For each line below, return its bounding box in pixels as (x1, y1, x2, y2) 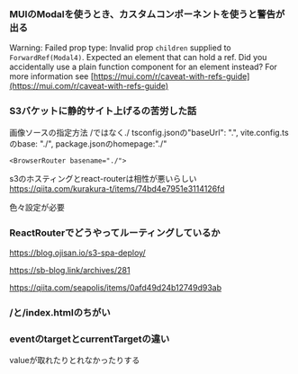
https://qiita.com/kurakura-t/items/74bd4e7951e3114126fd (9, 183, 225, 194)
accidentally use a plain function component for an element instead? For (9, 61, 277, 73)
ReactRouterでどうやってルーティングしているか (9, 227, 221, 239)
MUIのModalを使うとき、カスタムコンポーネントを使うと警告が (9, 7, 285, 20)
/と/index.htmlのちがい (9, 306, 111, 318)
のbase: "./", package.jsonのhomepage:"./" (9, 138, 167, 149)
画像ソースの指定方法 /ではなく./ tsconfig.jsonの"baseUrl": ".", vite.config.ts (9, 127, 290, 138)
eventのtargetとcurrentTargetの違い (9, 333, 170, 345)
